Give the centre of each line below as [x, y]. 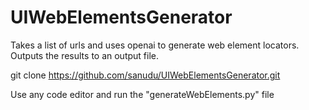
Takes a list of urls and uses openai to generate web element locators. [155, 45]
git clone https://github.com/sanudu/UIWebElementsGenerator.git [145, 75]
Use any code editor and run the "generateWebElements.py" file [142, 94]
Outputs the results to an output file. [85, 55]
